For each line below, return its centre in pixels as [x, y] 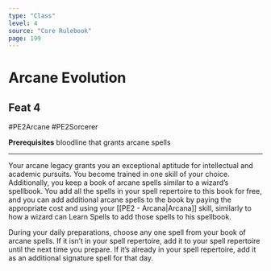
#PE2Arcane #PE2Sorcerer [53, 127]
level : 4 [23, 23]
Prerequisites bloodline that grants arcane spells [90, 142]
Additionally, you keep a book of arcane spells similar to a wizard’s [119, 183]
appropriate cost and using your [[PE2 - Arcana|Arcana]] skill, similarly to [130, 208]
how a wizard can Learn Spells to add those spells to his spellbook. [120, 217]
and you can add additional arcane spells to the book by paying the [120, 200]
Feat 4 [25, 107]
